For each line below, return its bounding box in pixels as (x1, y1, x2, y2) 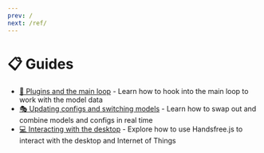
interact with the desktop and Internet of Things (18, 136, 176, 146)
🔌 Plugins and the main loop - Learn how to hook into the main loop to (18, 87, 249, 96)
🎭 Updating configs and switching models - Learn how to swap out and (18, 104, 257, 114)
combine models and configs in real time (18, 116, 153, 125)
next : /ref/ (7, 19, 47, 27)
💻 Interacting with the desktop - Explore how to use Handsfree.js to (18, 124, 243, 134)
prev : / (7, 11, 33, 20)
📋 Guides (7, 55, 74, 73)
